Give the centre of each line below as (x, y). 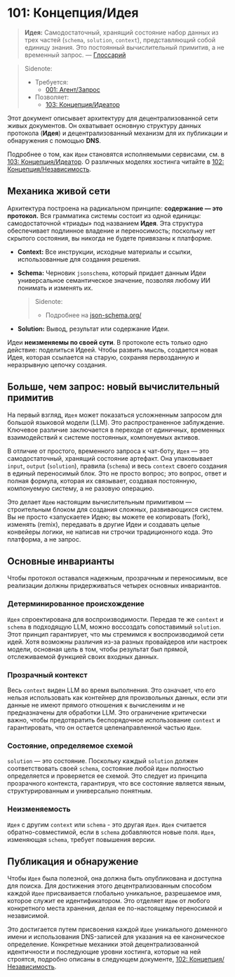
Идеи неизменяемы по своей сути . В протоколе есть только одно (108, 342)
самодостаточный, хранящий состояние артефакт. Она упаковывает (110, 458)
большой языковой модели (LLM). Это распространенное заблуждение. (116, 422)
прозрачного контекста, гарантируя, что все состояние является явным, (117, 784)
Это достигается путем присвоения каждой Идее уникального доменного (117, 929)
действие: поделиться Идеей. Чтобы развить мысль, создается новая (113, 350)
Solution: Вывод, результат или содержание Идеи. (93, 328)
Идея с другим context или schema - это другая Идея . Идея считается (107, 824)
